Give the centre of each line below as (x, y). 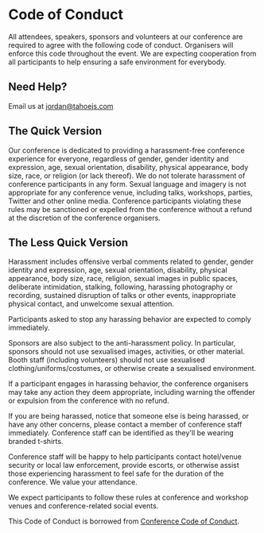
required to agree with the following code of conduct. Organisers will (121, 44)
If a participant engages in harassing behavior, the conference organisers (128, 384)
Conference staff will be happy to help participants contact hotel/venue (125, 457)
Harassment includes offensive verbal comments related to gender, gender (131, 262)
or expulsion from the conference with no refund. (89, 401)
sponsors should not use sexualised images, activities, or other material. (126, 352)
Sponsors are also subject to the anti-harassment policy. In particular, (122, 343)
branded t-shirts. (36, 442)
